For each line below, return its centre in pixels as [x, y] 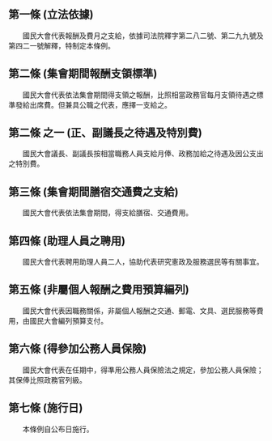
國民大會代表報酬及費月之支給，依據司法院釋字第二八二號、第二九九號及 [143, 36]
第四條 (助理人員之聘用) [67, 241]
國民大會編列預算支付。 [68, 320]
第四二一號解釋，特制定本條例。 [62, 45]
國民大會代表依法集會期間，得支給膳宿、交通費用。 [107, 213]
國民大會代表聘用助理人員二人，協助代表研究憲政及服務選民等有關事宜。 [143, 262]
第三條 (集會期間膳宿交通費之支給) [93, 191]
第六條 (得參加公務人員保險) [78, 349]
